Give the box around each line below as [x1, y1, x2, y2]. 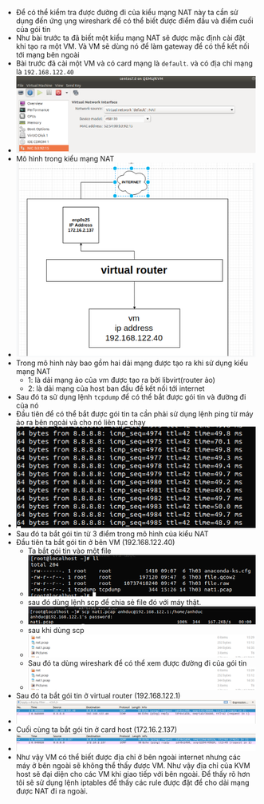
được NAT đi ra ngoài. [15, 786, 88, 795]
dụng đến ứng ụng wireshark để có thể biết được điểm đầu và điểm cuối [15, 16, 254, 26]
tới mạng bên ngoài [15, 50, 80, 59]
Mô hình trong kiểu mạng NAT [15, 153, 115, 163]
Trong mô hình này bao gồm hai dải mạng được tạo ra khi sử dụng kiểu [15, 358, 249, 368]
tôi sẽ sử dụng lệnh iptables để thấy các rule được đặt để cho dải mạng [15, 778, 250, 787]
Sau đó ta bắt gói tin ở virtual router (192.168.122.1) [15, 691, 181, 701]
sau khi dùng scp [27, 626, 85, 635]
